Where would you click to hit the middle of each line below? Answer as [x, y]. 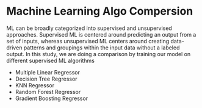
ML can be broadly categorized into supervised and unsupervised [89, 28]
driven [14, 48]
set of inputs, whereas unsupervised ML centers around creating [88, 41]
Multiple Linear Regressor [48, 72]
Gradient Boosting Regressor [52, 98]
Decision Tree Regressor [46, 79]
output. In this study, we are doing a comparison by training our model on [99, 54]
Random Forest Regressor [48, 92]
